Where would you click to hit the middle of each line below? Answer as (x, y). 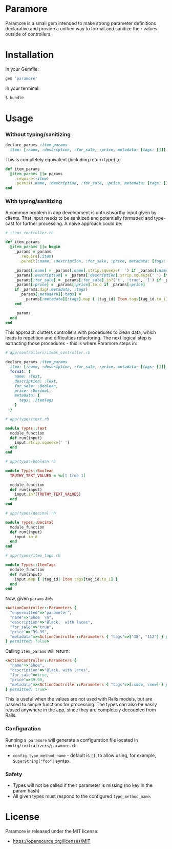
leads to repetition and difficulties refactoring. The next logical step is (79, 338)
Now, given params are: (29, 598)
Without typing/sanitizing (38, 134)
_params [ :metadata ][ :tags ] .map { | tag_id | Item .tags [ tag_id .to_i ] (96, 299)
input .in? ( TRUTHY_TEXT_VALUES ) (48, 494)
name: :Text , (28, 376)
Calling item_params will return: (38, 651)
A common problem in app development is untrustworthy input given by (81, 212)
